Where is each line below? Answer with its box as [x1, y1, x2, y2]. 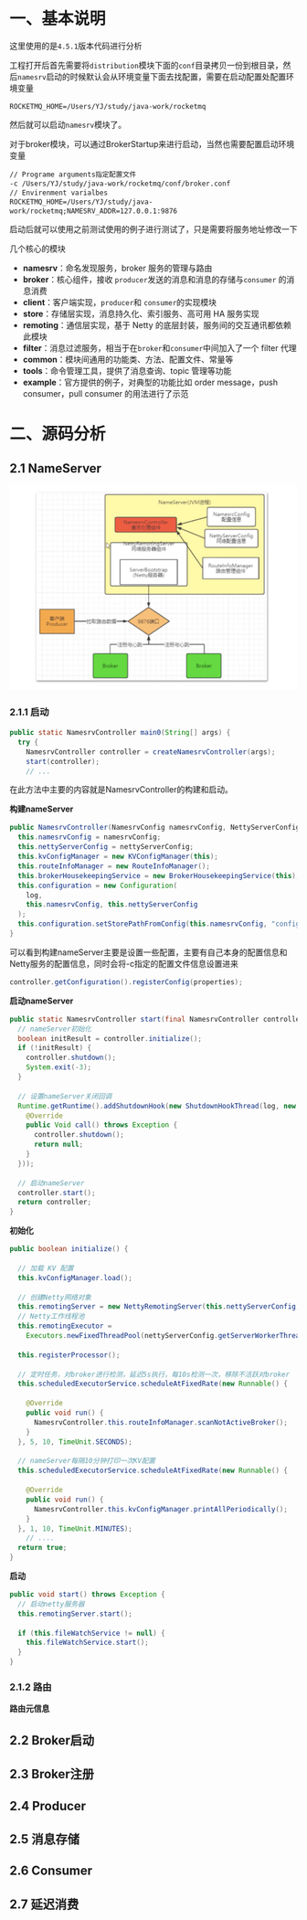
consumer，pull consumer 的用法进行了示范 [22, 387, 189, 398]
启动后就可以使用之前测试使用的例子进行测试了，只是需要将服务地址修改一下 [9, 223, 298, 234]
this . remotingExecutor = [17, 1321, 112, 1331]
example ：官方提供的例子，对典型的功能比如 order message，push [22, 377, 279, 387]
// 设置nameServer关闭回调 [17, 1091, 112, 1101]
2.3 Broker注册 [9, 1766, 94, 1782]
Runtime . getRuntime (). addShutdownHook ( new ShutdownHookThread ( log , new [17, 1101, 297, 1110]
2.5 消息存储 [9, 1831, 80, 1847]
